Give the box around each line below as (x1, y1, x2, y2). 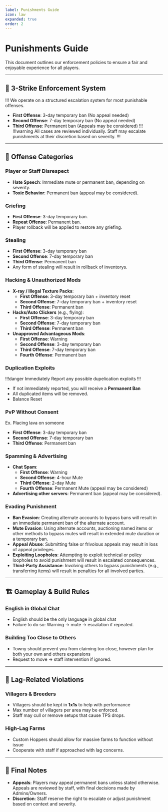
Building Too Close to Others (5, 634, 76, 641)
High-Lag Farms (5, 725, 45, 732)
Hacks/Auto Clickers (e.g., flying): (12, 309, 84, 315)
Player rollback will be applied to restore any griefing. (12, 224, 122, 230)
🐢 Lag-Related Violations (5, 675, 84, 684)
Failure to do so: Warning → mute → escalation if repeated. (12, 622, 134, 628)
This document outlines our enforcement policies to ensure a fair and (5, 60, 147, 66)
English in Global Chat (5, 605, 60, 612)
